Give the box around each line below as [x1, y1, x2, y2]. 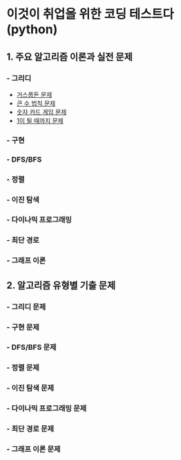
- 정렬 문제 [6, 363, 39, 373]
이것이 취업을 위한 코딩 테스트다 [6, 6, 174, 22]
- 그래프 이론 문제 [6, 445, 61, 454]
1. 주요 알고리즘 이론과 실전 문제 [6, 51, 133, 62]
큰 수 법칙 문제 [16, 99, 56, 108]
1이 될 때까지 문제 [16, 116, 64, 125]
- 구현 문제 [6, 322, 39, 332]
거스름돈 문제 [16, 90, 53, 99]
